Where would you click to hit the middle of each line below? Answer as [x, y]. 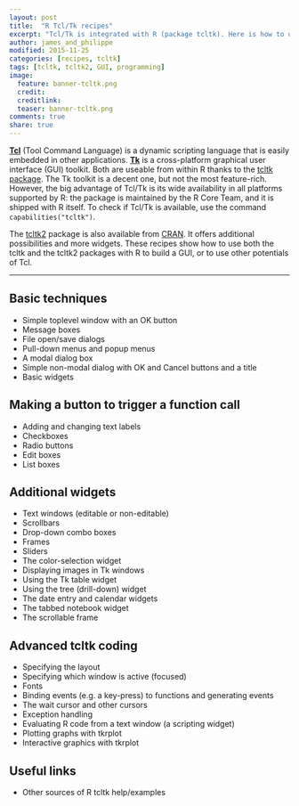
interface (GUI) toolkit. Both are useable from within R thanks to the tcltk [141, 169]
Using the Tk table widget [69, 580]
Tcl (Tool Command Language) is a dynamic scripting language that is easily [149, 151]
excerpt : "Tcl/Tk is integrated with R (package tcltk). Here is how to [147, 34]
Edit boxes [41, 454]
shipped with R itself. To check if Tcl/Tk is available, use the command [138, 207]
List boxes [41, 464]
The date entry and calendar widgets [90, 598]
